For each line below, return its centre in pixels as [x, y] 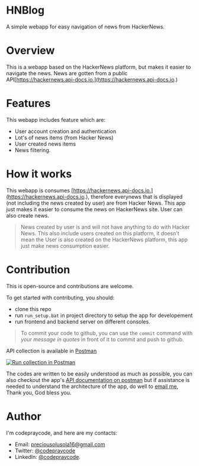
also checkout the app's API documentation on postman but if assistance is [98, 380]
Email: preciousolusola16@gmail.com [60, 444]
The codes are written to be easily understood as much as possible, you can [99, 374]
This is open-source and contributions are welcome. [70, 286]
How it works [39, 174]
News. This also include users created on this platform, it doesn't [100, 233]
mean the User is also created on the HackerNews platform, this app [104, 240]
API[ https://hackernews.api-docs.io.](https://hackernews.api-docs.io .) [92, 79]
